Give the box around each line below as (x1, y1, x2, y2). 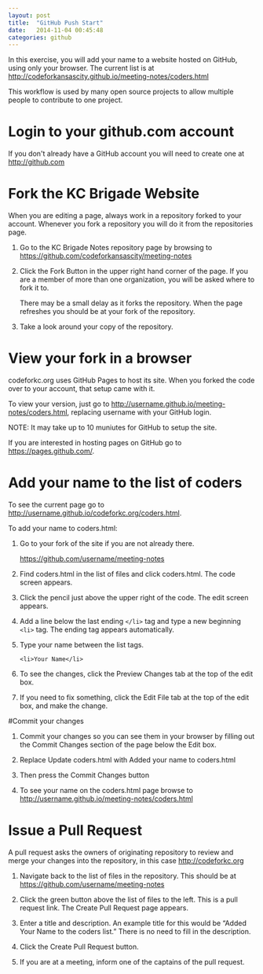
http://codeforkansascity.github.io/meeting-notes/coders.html (8, 72, 210, 81)
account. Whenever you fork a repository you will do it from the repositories (8, 220, 254, 229)
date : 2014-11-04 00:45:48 (8, 26, 104, 34)
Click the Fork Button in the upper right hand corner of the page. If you (19, 267, 249, 276)
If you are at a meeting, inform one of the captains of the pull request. (19, 957, 245, 966)
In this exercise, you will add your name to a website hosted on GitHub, (8, 55, 238, 65)
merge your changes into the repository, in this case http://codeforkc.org (8, 855, 245, 865)
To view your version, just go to (8, 399, 110, 409)
